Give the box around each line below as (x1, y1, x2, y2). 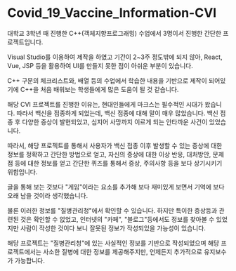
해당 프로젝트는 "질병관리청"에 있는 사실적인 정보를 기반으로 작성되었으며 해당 (7, 239, 220, 247)
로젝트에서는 (7, 247, 42, 256)
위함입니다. (7, 167, 38, 176)
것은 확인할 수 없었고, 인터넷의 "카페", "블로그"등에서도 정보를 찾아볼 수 (20, 215, 215, 223)
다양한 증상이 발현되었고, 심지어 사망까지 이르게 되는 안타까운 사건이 (22, 117, 208, 126)
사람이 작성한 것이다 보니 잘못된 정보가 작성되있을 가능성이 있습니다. (20, 223, 206, 232)
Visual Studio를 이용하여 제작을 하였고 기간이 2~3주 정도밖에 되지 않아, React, (7, 53, 223, 61)
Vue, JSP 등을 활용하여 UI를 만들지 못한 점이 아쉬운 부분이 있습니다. (7, 61, 193, 70)
